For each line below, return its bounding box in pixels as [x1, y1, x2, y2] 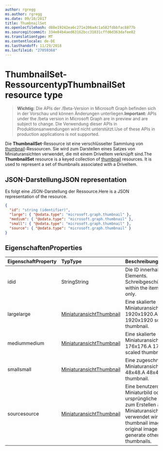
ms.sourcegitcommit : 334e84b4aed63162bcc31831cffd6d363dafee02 [5, 30, 136, 35]
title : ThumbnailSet [5, 20, 47, 26]
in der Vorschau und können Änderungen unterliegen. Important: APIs [16, 110, 157, 117]
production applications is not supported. [16, 131, 99, 137]
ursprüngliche [125, 395, 157, 402]
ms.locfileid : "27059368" [5, 48, 57, 53]
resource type [5, 90, 63, 100]
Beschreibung [125, 258, 159, 265]
